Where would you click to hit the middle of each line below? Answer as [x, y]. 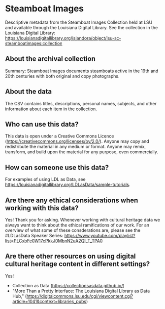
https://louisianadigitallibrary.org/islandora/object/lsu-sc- [63, 38]
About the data [29, 92]
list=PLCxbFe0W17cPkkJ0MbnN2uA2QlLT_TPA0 [54, 241]
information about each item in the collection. [51, 109]
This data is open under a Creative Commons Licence [60, 136]
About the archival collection [50, 59]
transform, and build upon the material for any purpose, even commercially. [82, 152]
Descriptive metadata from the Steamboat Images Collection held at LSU [79, 22]
